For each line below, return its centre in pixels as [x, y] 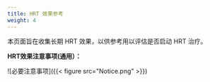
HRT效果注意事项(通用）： [45, 56]
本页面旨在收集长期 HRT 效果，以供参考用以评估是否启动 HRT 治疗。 [107, 41]
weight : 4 [22, 20]
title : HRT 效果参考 [35, 14]
